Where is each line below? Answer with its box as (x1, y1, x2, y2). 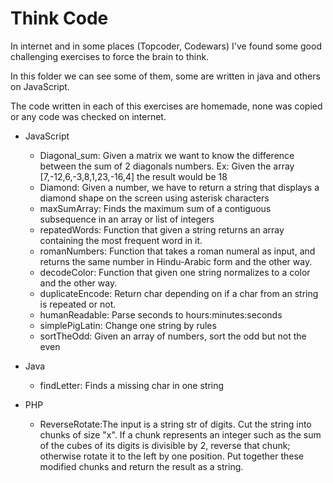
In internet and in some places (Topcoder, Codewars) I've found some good (10, 40, 322, 52)
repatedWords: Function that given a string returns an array (39, 223, 285, 236)
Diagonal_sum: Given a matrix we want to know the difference (39, 149, 295, 161)
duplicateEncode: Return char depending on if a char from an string (39, 287, 319, 299)
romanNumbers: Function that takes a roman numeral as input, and (39, 245, 316, 257)
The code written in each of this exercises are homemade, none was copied (10, 100, 323, 112)
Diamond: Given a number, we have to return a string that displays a (39, 181, 320, 193)
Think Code (10, 7, 109, 30)
